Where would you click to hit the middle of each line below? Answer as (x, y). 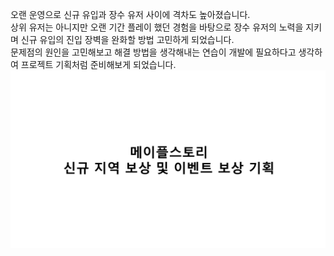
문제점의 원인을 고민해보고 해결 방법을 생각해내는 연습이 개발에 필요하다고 (153, 52)
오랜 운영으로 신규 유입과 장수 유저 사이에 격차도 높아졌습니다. (130, 14)
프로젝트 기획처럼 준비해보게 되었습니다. (98, 64)
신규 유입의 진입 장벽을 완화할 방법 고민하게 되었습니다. (127, 39)
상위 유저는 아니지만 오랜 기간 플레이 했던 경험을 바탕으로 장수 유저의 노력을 (157, 27)
